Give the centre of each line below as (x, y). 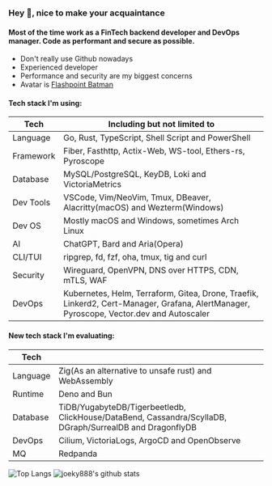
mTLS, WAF (85, 281)
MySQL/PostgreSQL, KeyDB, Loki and (135, 175)
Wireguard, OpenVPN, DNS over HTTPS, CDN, (151, 270)
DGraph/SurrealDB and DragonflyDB (127, 427)
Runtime (28, 394)
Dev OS (27, 226)
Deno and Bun (85, 394)
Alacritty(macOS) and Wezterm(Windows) (144, 208)
